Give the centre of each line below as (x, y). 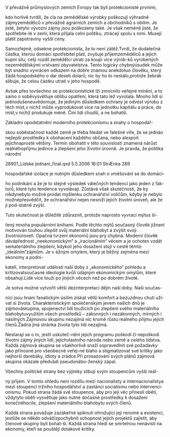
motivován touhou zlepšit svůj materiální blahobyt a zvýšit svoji (71, 230)
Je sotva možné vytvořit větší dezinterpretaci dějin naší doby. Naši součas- (84, 288)
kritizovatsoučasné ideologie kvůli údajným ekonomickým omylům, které (81, 272)
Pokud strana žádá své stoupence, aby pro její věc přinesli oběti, (90, 392)
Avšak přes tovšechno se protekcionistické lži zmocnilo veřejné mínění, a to (84, 91)
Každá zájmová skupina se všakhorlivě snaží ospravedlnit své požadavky (81, 345)
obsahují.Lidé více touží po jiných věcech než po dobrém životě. (72, 278)
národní (13, 154)
